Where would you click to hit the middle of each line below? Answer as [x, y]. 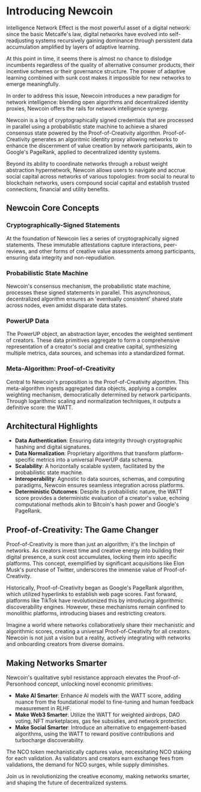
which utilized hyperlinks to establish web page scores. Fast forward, [92, 594]
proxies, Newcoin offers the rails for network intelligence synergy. [88, 108]
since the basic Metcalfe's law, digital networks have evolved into [87, 34]
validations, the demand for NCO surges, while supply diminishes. [88, 764]
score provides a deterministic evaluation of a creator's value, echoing [102, 498]
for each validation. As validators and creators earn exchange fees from [95, 758]
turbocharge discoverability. [50, 740]
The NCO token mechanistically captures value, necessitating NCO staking [99, 752]
